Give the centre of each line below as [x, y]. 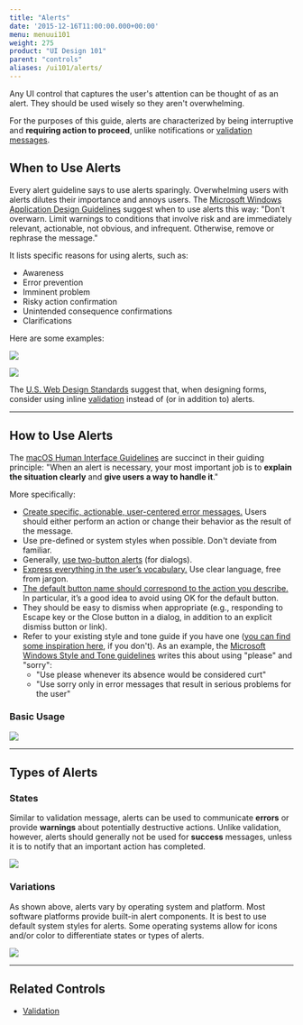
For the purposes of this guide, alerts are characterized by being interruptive [151, 120]
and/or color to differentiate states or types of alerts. [107, 935]
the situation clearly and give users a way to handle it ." [114, 476]
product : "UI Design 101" [58, 51]
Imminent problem [56, 292]
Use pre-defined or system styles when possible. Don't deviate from [150, 540]
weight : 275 [32, 43]
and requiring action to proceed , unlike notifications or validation [131, 130]
